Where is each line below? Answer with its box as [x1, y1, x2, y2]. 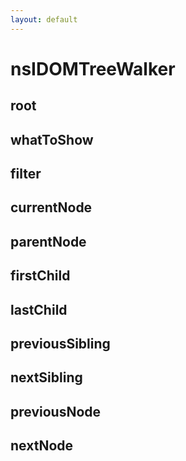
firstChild [10, 267, 71, 285]
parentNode [10, 233, 87, 250]
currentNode [10, 199, 93, 216]
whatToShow [10, 131, 94, 148]
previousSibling [10, 335, 111, 352]
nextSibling [10, 369, 83, 386]
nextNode [10, 437, 74, 455]
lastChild [10, 301, 68, 318]
